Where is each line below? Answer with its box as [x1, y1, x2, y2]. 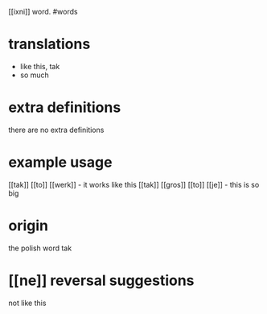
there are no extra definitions [8, 125, 105, 134]
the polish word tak [8, 243, 72, 253]
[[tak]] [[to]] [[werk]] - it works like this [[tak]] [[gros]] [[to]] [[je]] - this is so [8, 180, 260, 189]
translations [8, 35, 91, 53]
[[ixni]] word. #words [8, 7, 78, 16]
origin [8, 217, 48, 234]
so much [19, 70, 50, 80]
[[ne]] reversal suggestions [8, 271, 195, 289]
